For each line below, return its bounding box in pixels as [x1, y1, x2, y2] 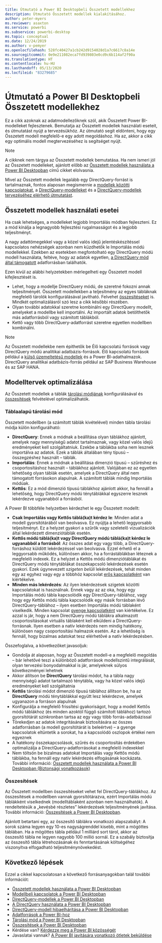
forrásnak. [12, 623, 33, 629]
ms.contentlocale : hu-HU [5, 61, 55, 66]
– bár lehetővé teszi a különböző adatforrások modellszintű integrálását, [12, 657, 156, 663]
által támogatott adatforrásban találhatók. [5, 259, 88, 265]
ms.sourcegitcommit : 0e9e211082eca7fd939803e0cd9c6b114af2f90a [5, 52, 135, 57]
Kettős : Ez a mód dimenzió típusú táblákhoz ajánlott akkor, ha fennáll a [12, 485, 153, 491]
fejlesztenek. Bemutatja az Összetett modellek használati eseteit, [28, 122, 158, 129]
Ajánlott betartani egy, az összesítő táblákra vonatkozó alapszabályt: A [5, 819, 146, 825]
